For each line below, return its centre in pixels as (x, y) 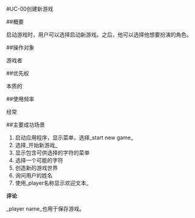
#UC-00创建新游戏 (30, 9)
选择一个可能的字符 (39, 160)
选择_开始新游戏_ (36, 145)
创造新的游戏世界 (36, 168)
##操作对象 (20, 48)
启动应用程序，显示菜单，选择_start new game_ (74, 137)
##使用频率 (20, 99)
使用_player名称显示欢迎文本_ (52, 183)
